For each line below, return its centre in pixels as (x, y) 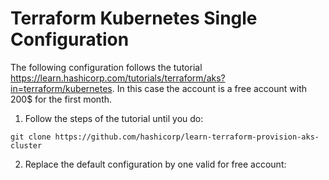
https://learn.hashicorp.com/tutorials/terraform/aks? (118, 78)
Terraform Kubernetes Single (134, 18)
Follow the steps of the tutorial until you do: (114, 118)
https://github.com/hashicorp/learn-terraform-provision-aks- (187, 137)
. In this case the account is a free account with (209, 88)
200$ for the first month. (61, 99)
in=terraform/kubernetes (61, 88)
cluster (26, 145)
